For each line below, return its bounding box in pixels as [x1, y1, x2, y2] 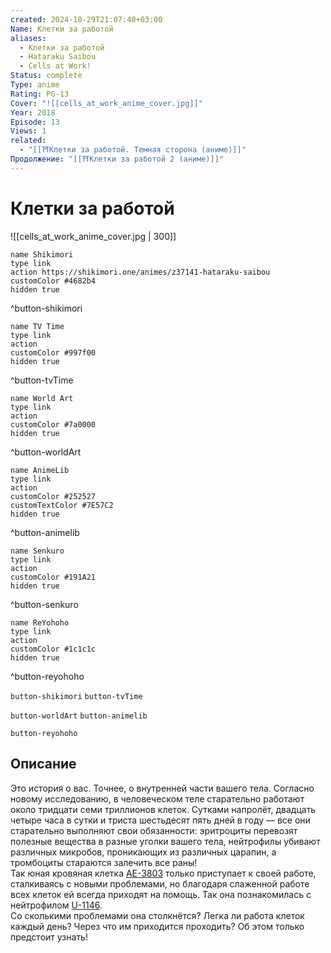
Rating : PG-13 [10, 89, 70, 99]
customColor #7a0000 [10, 419, 97, 430]
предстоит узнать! [10, 931, 88, 943]
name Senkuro [10, 546, 65, 556]
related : [10, 136, 47, 146]
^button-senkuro [10, 598, 79, 610]
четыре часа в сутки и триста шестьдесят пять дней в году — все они [10, 814, 311, 826]
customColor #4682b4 [10, 276, 97, 286]
